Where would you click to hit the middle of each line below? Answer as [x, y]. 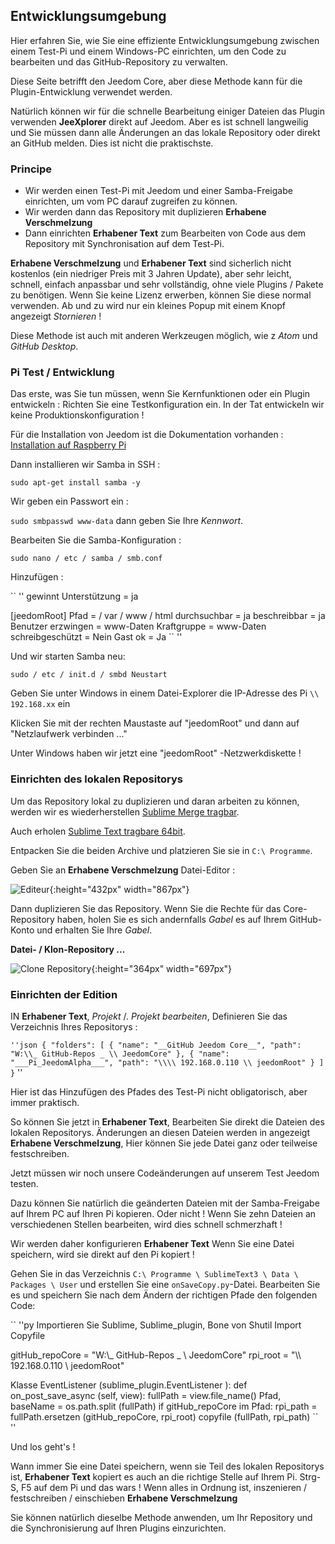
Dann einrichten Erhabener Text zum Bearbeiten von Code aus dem [165, 233]
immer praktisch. [45, 1102]
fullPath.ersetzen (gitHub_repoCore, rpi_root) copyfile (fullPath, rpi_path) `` [164, 1417]
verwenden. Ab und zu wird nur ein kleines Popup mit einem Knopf [148, 306]
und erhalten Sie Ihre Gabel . [94, 930]
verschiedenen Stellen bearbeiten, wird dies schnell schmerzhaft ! [146, 1224]
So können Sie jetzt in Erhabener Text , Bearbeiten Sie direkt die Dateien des [167, 1122]
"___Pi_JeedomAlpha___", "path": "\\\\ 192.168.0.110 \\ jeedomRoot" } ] [167, 1063]
